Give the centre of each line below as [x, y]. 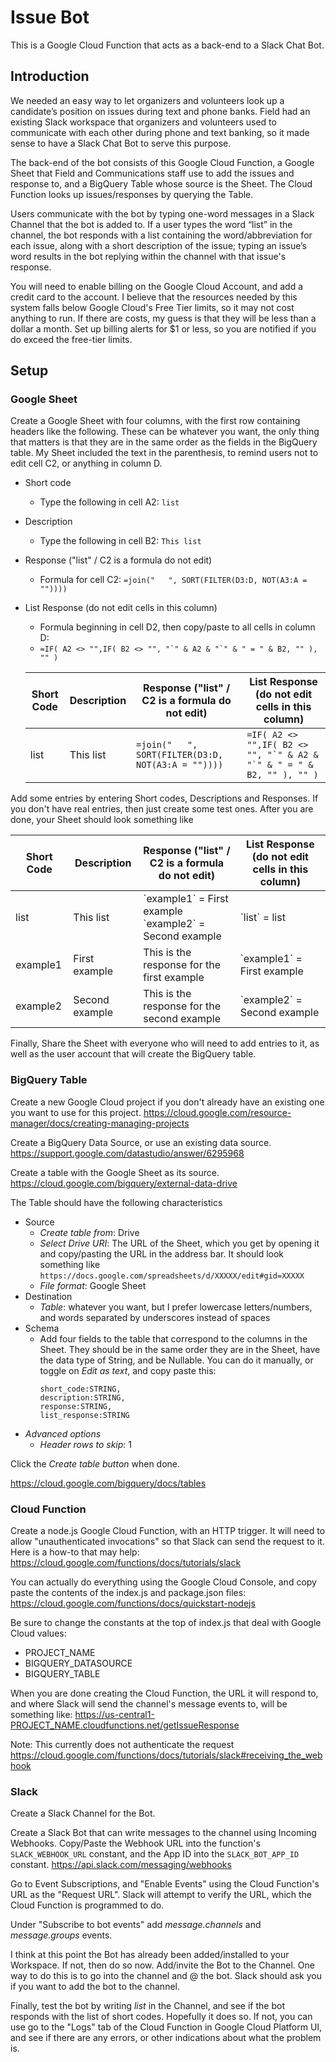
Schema [42, 1328]
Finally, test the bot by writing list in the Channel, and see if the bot [147, 2006]
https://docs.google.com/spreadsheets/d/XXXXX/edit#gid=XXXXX [172, 1276]
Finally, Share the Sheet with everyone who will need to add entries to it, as [165, 1043]
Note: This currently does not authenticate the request [122, 1745]
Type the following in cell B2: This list [120, 541]
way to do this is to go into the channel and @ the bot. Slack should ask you [166, 1976]
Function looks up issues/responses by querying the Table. [132, 194]
